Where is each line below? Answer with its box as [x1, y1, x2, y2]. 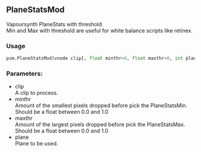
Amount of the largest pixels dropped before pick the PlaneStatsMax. [14, 121, 185, 128]
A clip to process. [14, 89, 59, 97]
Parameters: [6, 69, 43, 77]
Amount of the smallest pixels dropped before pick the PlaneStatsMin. [14, 102, 187, 109]
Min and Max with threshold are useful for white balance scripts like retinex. [6, 27, 193, 34]
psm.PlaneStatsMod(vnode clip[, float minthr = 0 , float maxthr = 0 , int [6, 55, 184, 61]
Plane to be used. [14, 140, 59, 147]
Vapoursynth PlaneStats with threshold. [6, 20, 103, 27]
